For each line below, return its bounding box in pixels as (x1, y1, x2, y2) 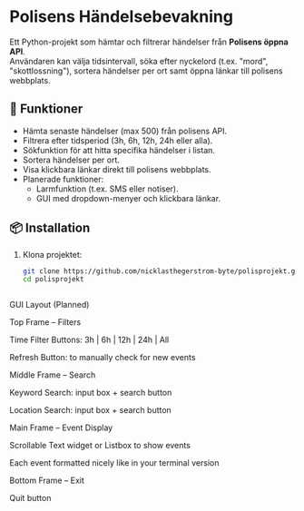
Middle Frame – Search (9, 369, 96, 380)
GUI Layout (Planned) (9, 300, 90, 310)
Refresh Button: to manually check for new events (9, 352, 196, 363)
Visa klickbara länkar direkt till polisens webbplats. (22, 163, 211, 174)
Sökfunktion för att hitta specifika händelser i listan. (22, 144, 216, 155)
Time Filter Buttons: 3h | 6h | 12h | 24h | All (9, 334, 170, 346)
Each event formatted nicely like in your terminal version (9, 457, 220, 468)
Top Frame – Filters (9, 317, 82, 328)
